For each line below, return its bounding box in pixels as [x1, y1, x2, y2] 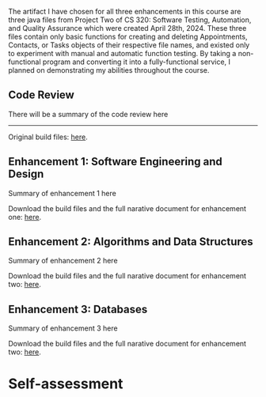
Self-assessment [8, 375, 123, 393]
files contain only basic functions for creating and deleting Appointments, [8, 32, 248, 41]
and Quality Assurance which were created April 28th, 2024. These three [8, 24, 247, 32]
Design [8, 168, 44, 181]
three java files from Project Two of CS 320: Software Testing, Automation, [8, 15, 252, 25]
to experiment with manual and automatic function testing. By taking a [8, 49, 237, 58]
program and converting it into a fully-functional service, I [42, 57, 231, 66]
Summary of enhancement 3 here [8, 323, 118, 333]
